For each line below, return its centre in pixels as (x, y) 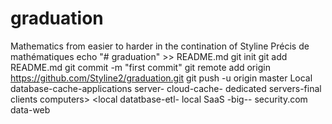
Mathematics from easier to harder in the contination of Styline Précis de (160, 46)
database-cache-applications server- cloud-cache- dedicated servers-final (166, 88)
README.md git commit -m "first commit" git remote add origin (140, 67)
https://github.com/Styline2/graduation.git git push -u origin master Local (161, 78)
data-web (30, 109)
